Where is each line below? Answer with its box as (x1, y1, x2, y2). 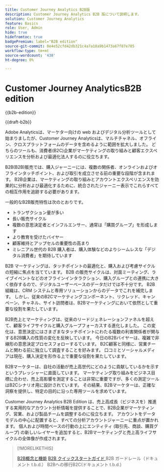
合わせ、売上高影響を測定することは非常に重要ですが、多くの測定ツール (13, 376, 160, 382)
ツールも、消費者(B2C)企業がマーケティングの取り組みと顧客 (18, 148, 141, 154)
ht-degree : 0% (5, 57, 34, 62)
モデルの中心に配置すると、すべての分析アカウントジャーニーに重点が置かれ (5, 417, 159, 423)
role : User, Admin (5, 26, 43, 30)
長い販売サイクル (12, 216, 47, 222)
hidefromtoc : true (5, 35, 43, 40)
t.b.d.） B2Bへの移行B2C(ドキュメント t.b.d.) (31, 462, 122, 468)
